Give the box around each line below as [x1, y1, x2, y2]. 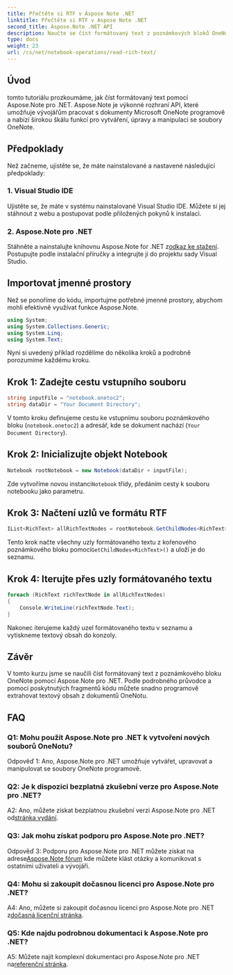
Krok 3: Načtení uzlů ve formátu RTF [7, 507, 168, 519]
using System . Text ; [7, 336, 64, 343]
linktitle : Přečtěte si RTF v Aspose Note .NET [7, 17, 148, 24]
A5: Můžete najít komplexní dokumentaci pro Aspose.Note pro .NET [7, 953, 200, 961]
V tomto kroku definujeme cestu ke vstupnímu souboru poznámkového [7, 413, 210, 421]
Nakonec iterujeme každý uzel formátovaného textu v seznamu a [7, 623, 193, 631]
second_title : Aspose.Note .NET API [7, 23, 113, 30]
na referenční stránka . [7, 960, 69, 969]
